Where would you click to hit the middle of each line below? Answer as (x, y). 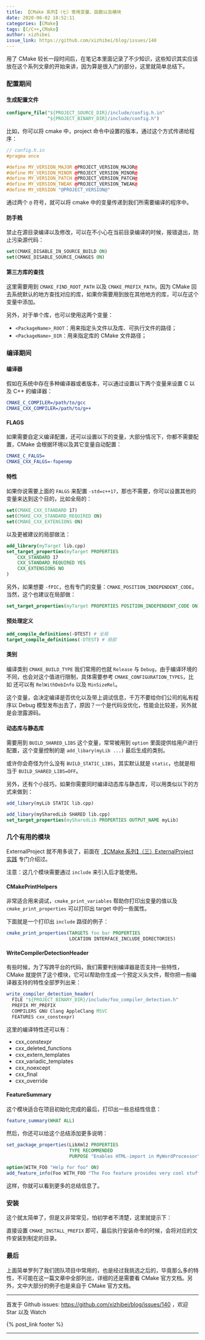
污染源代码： (27, 240)
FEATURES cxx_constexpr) (43, 1017)
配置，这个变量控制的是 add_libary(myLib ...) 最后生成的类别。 (88, 751)
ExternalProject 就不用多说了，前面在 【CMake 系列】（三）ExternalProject (100, 852)
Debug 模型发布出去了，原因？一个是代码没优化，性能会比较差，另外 (105, 705)
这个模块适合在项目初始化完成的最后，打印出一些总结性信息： (84, 1109)
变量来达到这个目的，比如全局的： (49, 499)
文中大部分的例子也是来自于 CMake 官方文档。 (75, 1285)
